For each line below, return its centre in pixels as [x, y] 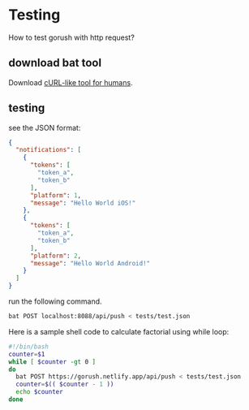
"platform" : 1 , [56, 195]
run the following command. [56, 301]
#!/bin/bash [28, 347]
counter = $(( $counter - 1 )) [65, 384]
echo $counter [39, 392]
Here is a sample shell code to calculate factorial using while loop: [119, 331]
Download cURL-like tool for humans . [71, 82]
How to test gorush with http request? [72, 37]
